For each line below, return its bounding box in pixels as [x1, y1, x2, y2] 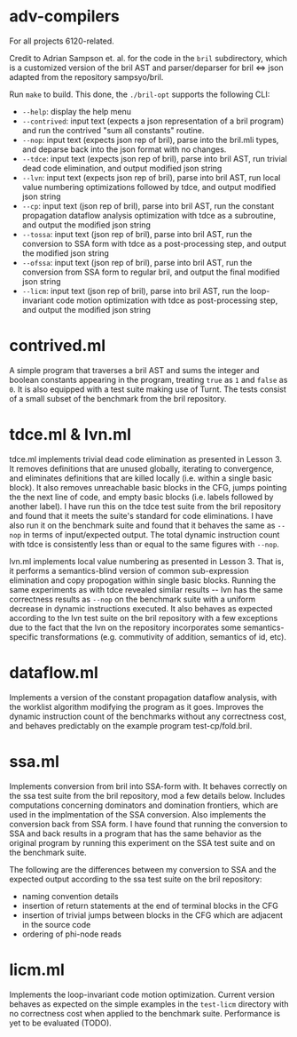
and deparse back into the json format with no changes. [21, 144, 227, 155]
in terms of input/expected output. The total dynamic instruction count [23, 529, 280, 539]
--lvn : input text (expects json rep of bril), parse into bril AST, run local [21, 172, 281, 183]
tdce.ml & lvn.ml [9, 425, 131, 445]
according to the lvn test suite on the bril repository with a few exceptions [9, 612, 278, 623]
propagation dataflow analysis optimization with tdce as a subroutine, [21, 210, 277, 220]
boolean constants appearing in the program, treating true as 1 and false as [9, 374, 288, 385]
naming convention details [21, 890, 119, 901]
